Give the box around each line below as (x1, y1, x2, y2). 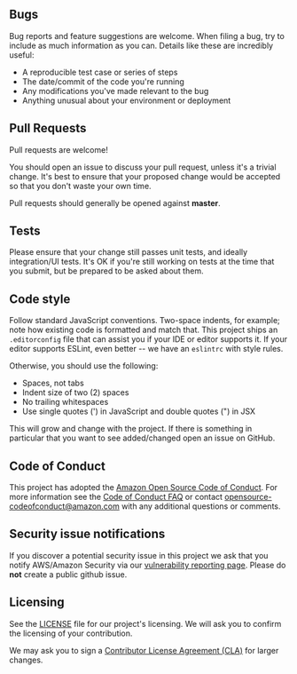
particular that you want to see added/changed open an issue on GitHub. (9, 432, 276, 443)
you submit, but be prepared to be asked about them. (9, 266, 204, 276)
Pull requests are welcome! (9, 144, 108, 155)
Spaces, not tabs (21, 377, 84, 389)
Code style (9, 291, 71, 306)
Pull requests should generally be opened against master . (9, 197, 221, 208)
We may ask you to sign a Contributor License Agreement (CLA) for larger (9, 645, 279, 655)
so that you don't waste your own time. (9, 180, 152, 191)
